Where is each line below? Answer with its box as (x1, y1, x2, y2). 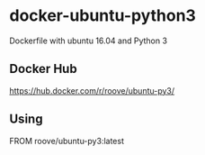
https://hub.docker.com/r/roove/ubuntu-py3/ (9, 85, 175, 96)
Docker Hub (9, 61, 78, 77)
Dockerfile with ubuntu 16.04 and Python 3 (9, 35, 168, 46)
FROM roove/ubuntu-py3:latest (9, 135, 124, 146)
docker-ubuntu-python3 (9, 5, 196, 26)
